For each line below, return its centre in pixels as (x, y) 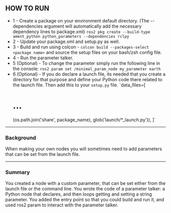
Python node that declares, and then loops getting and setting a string (79, 194)
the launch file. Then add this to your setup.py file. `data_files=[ (79, 85)
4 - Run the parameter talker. (43, 58)
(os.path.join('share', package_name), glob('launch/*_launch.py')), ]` (84, 120)
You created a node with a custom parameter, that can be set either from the (85, 183)
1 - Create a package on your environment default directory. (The (81, 20)
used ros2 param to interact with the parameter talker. (62, 205)
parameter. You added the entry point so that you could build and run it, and (85, 200)
